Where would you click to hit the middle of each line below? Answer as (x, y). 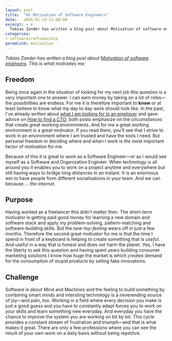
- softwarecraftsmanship (32, 39)
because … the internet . (30, 184)
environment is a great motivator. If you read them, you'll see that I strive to (84, 130)
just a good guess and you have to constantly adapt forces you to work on (84, 306)
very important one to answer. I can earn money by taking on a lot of (78, 97)
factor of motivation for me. (34, 146)
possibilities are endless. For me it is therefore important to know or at (87, 103)
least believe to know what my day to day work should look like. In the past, (85, 108)
